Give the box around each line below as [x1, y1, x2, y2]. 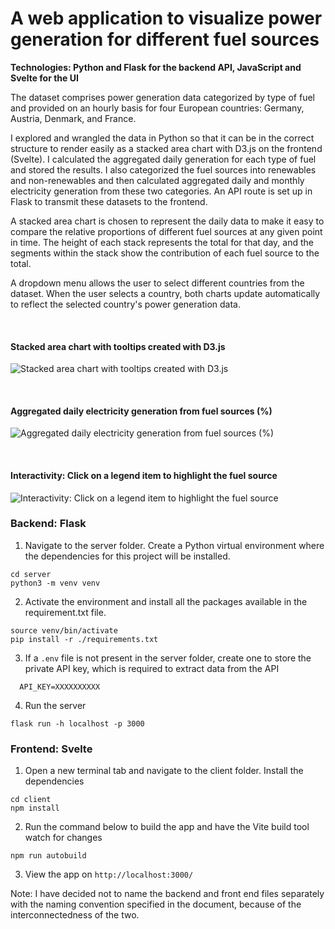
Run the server [24, 699, 87, 711]
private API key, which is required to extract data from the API [24, 662, 280, 674]
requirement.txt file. [24, 606, 107, 618]
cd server [10, 569, 52, 579]
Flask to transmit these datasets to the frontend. [10, 195, 208, 207]
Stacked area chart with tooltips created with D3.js [10, 340, 226, 352]
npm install [10, 803, 60, 814]
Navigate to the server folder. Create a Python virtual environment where [24, 539, 325, 551]
